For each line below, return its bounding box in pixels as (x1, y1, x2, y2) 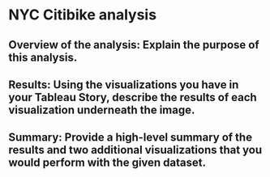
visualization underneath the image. (8, 103, 195, 116)
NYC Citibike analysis (8, 6, 156, 24)
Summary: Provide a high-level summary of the (8, 131, 253, 145)
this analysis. (8, 50, 78, 64)
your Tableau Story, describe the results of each (8, 91, 257, 104)
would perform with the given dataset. (8, 156, 207, 170)
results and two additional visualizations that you (8, 143, 263, 157)
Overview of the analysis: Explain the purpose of (8, 38, 259, 52)
